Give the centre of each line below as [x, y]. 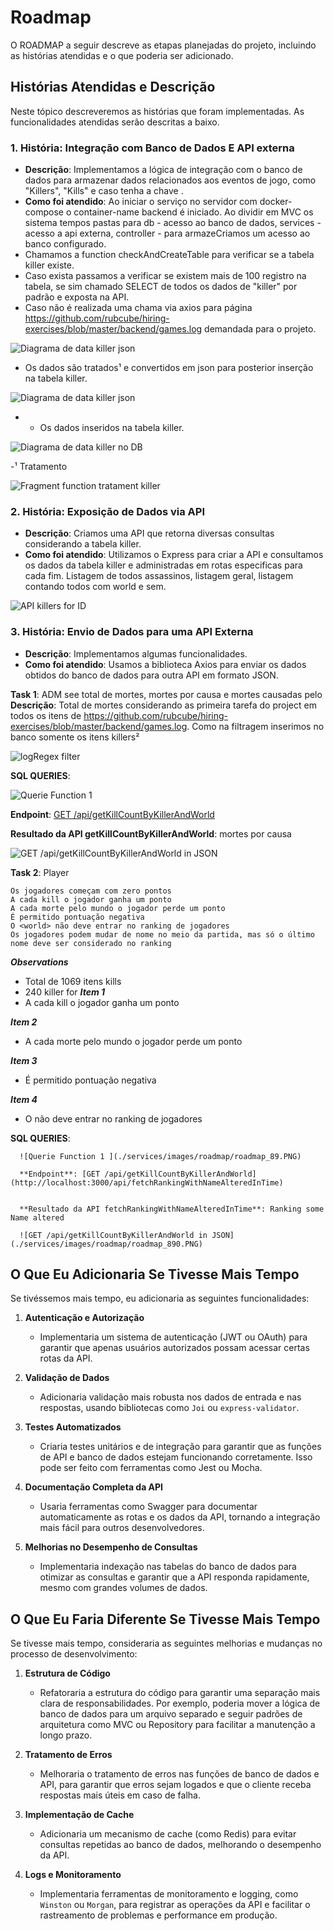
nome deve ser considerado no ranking [91, 943]
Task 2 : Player [40, 872]
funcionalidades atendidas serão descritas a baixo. [115, 122]
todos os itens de [46, 715]
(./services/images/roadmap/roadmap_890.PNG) [106, 1244]
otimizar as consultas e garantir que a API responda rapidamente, [174, 1577]
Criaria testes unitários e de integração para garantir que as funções [180, 1447]
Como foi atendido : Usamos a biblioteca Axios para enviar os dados [165, 664]
